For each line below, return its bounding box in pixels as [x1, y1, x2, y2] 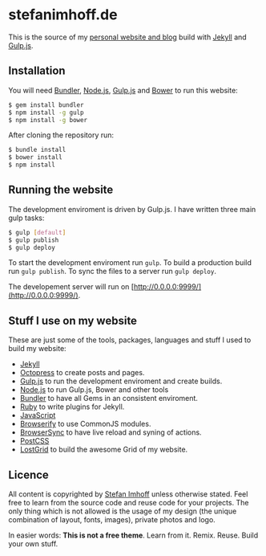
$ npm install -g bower [8, 116, 88, 124]
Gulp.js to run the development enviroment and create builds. [19, 376, 223, 386]
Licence [8, 468, 50, 481]
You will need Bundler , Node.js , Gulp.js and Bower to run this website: [8, 85, 238, 95]
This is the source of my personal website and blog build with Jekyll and [8, 32, 247, 42]
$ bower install [8, 153, 62, 161]
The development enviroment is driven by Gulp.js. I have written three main [8, 204, 256, 214]
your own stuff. [8, 539, 58, 549]
